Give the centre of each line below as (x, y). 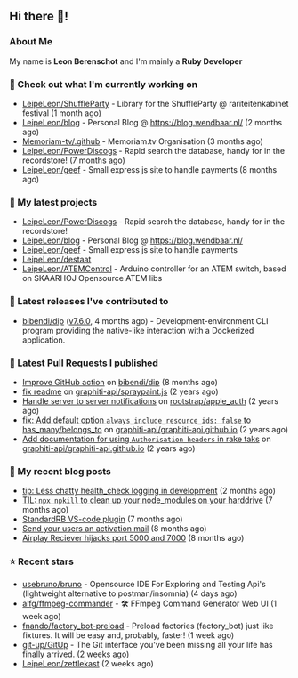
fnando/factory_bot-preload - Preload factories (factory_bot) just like (148, 626)
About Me (31, 42)
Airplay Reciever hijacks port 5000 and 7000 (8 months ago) (133, 538)
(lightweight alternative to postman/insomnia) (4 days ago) (129, 593)
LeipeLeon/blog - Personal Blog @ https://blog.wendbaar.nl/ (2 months (152, 122)
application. (44, 340)
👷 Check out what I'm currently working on (104, 84)
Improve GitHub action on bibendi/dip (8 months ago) (120, 382)
